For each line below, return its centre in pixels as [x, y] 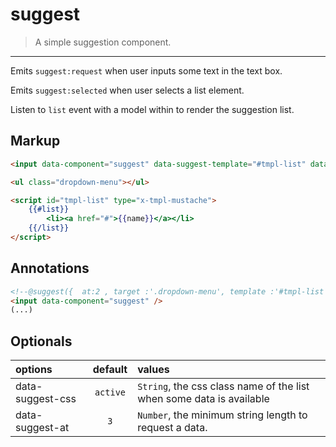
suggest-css [46, 399]
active [110, 392]
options [34, 370]
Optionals [41, 341]
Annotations [50, 268]
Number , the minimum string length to [222, 415]
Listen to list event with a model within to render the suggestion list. [152, 109]
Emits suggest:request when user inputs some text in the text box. [146, 70]
